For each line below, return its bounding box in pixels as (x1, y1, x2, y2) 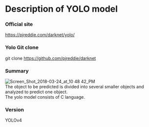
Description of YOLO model (5, 3, 118, 15)
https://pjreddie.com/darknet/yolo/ (5, 32, 75, 38)
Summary (5, 67, 29, 74)
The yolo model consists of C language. (5, 94, 85, 100)
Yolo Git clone (5, 44, 39, 51)
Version (5, 106, 24, 113)
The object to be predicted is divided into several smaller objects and (5, 84, 144, 90)
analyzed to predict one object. (5, 89, 68, 95)
